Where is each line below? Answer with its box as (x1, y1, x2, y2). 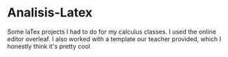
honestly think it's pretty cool (7, 42, 91, 50)
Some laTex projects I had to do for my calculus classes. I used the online (7, 27, 217, 36)
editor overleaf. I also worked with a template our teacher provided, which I (7, 34, 222, 43)
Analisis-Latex (7, 5, 93, 21)
